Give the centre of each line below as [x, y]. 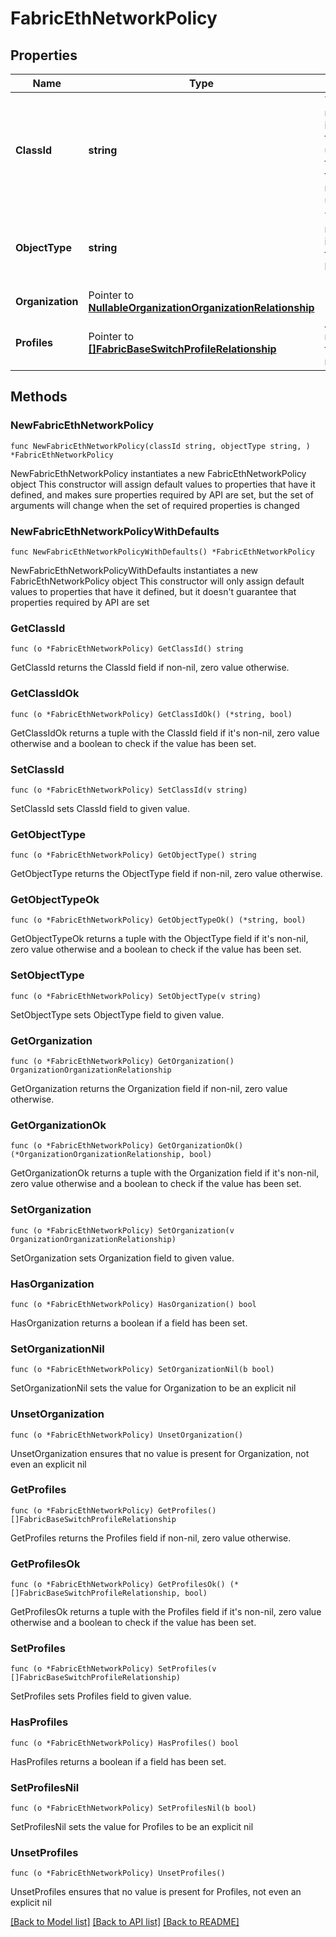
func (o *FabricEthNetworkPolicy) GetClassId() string [127, 649]
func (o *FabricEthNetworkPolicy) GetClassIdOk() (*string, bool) [151, 714]
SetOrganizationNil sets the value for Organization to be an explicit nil [153, 1388]
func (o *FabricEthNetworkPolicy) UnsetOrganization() [127, 1435]
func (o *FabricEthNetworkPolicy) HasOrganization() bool [133, 1304]
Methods [39, 397]
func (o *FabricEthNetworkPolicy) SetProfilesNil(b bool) [133, 1808]
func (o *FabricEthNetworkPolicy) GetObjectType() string [133, 855]
